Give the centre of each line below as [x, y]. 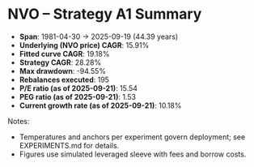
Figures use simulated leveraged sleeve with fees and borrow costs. [133, 154]
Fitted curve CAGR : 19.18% [64, 54]
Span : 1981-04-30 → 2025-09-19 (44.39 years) [99, 36]
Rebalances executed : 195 [64, 79]
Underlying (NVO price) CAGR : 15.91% [84, 45]
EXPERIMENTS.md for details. [69, 145]
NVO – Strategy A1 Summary [105, 14]
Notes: [19, 121]
